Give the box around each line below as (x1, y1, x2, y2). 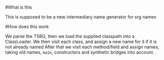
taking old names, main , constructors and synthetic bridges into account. (5, 49, 155, 55)
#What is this (5, 4, 32, 10)
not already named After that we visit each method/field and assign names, (5, 44, 160, 49)
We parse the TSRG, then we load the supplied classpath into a (5, 33, 135, 39)
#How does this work (5, 23, 49, 29)
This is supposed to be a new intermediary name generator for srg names (5, 14, 157, 19)
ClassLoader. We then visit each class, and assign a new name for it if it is (5, 38, 157, 44)
